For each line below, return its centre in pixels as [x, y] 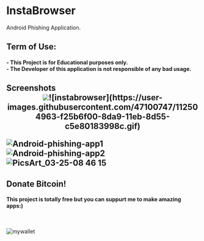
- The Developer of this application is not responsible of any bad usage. [99, 69]
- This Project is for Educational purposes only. [67, 62]
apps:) [15, 206]
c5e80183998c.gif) [103, 126]
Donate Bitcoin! [36, 184]
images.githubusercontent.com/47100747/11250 [103, 107]
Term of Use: [31, 47]
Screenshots [31, 88]
